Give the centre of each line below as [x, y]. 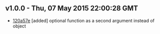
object [19, 26]
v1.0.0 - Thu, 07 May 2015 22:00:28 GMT [72, 8]
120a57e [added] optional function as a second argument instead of [84, 20]
